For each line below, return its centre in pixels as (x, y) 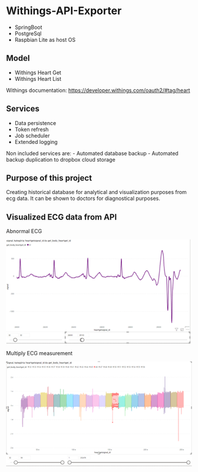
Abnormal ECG (24, 231)
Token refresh (32, 129)
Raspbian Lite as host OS (45, 40)
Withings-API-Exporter (64, 11)
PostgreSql (28, 33)
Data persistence (35, 123)
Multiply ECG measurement (39, 353)
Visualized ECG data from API (62, 217)
